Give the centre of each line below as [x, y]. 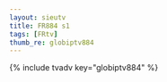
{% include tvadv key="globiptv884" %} [84, 68]
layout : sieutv [38, 17]
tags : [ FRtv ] [34, 34]
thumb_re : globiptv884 [52, 42]
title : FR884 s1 [40, 26]
